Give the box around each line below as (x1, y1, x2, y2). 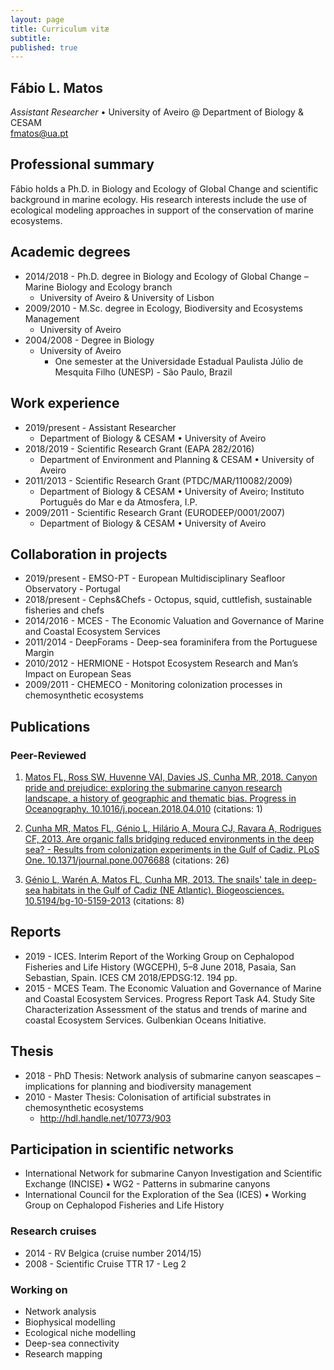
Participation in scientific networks (10, 1141, 234, 1158)
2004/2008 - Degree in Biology (24, 334, 155, 346)
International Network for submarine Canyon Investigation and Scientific (24, 1167, 323, 1180)
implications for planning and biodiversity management (24, 1080, 252, 1092)
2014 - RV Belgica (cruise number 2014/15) (24, 1247, 202, 1259)
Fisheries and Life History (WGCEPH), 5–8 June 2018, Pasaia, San (24, 961, 297, 973)
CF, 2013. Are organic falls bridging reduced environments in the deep (24, 833, 315, 845)
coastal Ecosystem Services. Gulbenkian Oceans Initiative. (24, 1014, 267, 1026)
